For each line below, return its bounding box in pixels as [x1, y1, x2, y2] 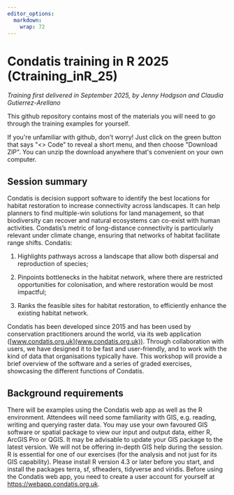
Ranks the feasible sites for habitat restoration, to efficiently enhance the [17, 302, 227, 310]
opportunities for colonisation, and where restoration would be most [17, 281, 214, 289]
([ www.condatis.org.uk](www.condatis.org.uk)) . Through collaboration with [7, 337, 224, 346]
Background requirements [7, 387, 124, 399]
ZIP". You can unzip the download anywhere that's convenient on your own [7, 148, 224, 156]
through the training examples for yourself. [7, 119, 131, 128]
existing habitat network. [17, 309, 89, 318]
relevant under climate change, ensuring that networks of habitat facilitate [7, 231, 220, 239]
